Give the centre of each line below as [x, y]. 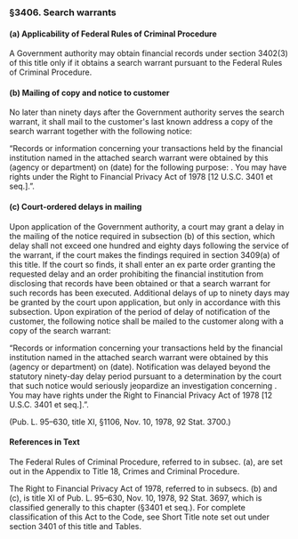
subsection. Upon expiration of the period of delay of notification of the [140, 311]
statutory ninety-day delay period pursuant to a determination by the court [145, 376]
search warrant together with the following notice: [101, 132]
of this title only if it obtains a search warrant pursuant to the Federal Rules [146, 63]
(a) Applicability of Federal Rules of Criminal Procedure [113, 34]
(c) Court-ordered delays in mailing [76, 206]
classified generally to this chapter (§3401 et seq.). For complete [128, 507]
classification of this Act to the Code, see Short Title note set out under [139, 517]
